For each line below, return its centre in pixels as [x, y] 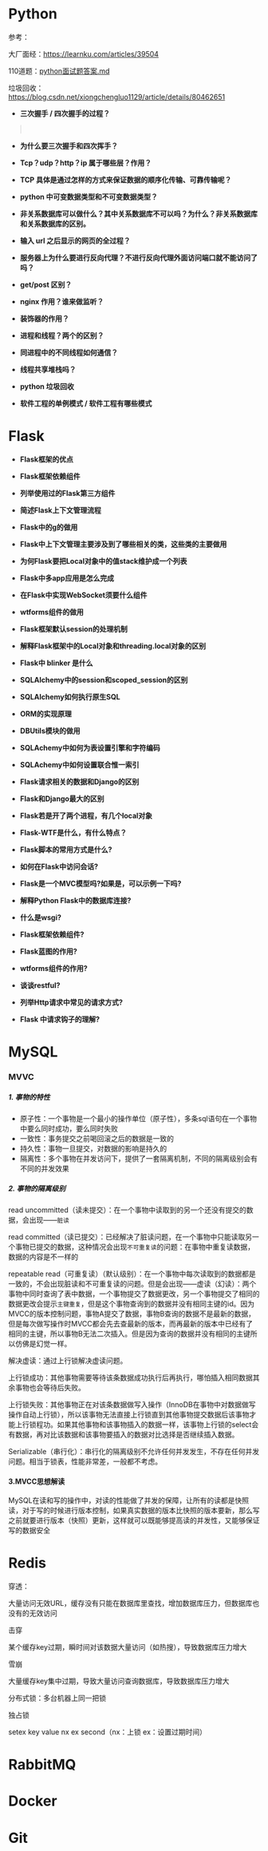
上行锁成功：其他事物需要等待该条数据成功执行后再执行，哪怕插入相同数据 [130, 1377]
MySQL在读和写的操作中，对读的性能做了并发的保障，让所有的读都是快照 [129, 1500]
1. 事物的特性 [29, 1097]
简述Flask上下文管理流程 [60, 510]
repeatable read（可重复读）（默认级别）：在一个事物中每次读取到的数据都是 [132, 1274]
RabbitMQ [42, 1765]
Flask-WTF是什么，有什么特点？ [73, 832]
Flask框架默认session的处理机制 [73, 628]
